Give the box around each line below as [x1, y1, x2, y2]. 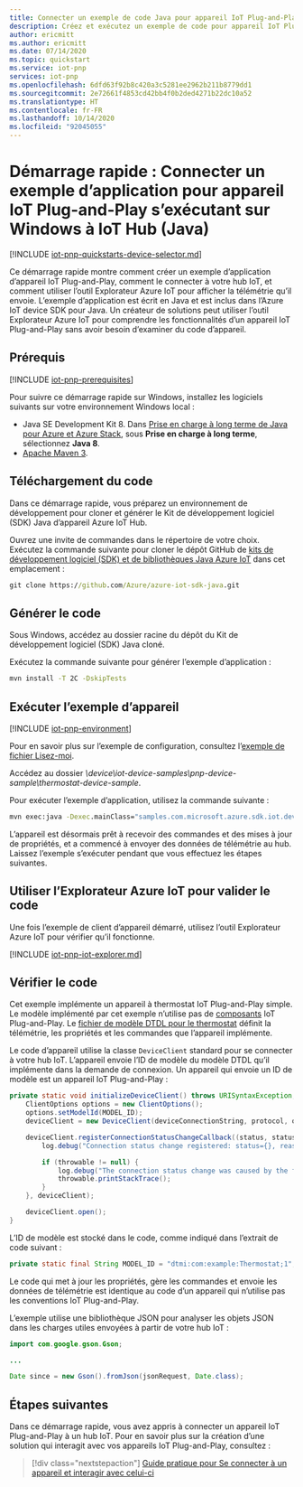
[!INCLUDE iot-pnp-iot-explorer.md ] [9, 949, 142, 959]
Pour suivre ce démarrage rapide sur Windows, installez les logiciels [9, 391, 263, 402]
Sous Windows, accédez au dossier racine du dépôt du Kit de [9, 630, 239, 641]
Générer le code [9, 605, 102, 621]
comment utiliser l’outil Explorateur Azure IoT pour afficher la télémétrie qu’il [9, 285, 292, 296]
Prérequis [9, 350, 66, 366]
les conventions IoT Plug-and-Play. [9, 1295, 140, 1305]
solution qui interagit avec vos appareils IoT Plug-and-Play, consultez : [9, 1440, 271, 1451]
